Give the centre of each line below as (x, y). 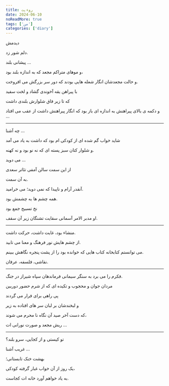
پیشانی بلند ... (19, 62)
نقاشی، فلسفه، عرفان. (27, 262)
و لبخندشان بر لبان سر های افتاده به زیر (42, 305)
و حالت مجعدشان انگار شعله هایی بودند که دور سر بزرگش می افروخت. (72, 82)
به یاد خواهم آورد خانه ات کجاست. (37, 378)
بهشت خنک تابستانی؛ (25, 359)
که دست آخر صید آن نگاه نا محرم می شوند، (46, 315)
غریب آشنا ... (18, 349)
